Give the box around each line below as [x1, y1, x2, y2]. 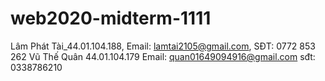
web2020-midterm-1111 [10, 7, 212, 30]
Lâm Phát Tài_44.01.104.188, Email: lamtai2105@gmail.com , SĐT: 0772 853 [10, 40, 316, 52]
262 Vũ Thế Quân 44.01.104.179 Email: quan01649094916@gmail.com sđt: [10, 50, 316, 62]
